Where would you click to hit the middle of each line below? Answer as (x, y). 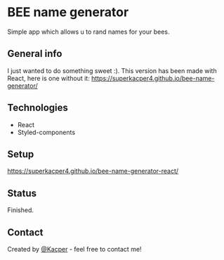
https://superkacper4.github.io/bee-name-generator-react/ (93, 171)
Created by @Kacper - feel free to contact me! (74, 249)
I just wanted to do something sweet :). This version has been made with (112, 70)
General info (35, 54)
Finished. (20, 210)
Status (22, 193)
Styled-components (46, 132)
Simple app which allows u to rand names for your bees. (88, 32)
